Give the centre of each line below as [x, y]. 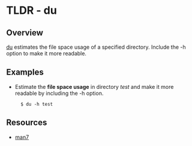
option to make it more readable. [46, 53]
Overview [25, 33]
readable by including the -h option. [59, 93]
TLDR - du [31, 11]
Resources [27, 123]
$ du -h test [37, 104]
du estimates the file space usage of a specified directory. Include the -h [96, 47]
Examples [25, 72]
